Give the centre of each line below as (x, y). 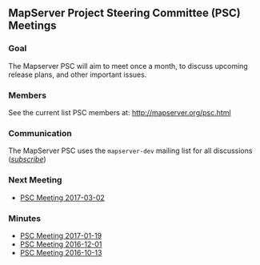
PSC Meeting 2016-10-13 (61, 252)
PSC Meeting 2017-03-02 (62, 197)
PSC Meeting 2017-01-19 (61, 235)
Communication (40, 133)
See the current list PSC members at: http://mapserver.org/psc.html (120, 112)
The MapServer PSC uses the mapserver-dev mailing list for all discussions (130, 151)
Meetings (33, 26)
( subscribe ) (27, 159)
